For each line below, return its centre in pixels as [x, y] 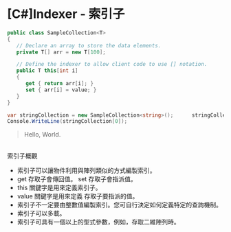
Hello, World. [42, 135]
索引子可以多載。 [41, 213]
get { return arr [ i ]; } [59, 84]
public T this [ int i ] [47, 71]
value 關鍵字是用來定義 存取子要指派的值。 [78, 196]
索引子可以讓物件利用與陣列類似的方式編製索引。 [86, 171]
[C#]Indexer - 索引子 [66, 14]
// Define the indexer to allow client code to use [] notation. [112, 65]
